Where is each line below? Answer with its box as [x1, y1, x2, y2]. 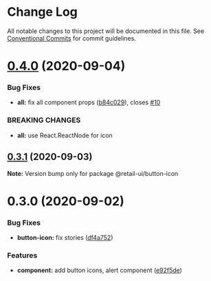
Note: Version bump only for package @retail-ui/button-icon [7, 169, 179, 177]
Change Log [7, 4, 78, 20]
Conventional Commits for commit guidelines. [7, 34, 136, 42]
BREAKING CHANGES [7, 115, 81, 125]
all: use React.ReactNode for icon [16, 131, 113, 139]
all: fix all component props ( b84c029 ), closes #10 [16, 98, 161, 106]
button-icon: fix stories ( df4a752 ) [16, 234, 113, 242]
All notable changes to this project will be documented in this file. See [7, 27, 205, 35]
